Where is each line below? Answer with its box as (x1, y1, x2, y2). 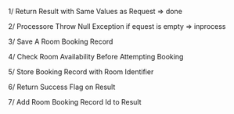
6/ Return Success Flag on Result (8, 82, 116, 91)
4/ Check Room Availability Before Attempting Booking (8, 52, 184, 61)
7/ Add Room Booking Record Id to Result (8, 98, 142, 106)
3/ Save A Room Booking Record (8, 37, 113, 46)
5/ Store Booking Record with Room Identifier (8, 67, 154, 77)
